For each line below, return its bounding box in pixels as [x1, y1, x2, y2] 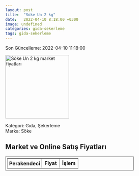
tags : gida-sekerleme [5, 31, 51, 36]
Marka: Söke [5, 128, 32, 134]
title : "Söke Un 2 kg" [5, 12, 56, 17]
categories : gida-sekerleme [5, 26, 65, 31]
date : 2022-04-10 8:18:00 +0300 [5, 17, 79, 22]
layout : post [5, 7, 33, 13]
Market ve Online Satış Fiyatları [5, 143, 107, 151]
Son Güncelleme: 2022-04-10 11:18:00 [5, 45, 86, 51]
